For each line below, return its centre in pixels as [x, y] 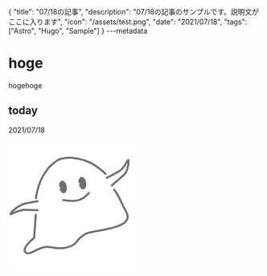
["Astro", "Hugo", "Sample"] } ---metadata [78, 31]
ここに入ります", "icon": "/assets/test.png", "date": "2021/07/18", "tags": [128, 22]
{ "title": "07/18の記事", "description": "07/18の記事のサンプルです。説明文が [134, 12]
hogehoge [25, 85]
